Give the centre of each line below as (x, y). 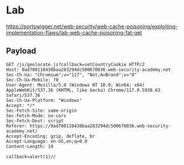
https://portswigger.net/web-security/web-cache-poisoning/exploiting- (92, 26)
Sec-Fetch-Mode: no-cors (36, 116)
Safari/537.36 (23, 95)
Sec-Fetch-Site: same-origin (41, 111)
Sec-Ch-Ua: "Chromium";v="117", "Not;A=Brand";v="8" (72, 75)
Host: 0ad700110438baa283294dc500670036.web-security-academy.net (88, 70)
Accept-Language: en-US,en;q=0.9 (47, 141)
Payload (21, 51)
